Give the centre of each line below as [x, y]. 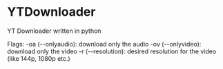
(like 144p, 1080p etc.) [39, 58]
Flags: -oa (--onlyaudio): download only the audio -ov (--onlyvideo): [104, 44]
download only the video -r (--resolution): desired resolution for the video [112, 51]
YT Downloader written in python [54, 31]
